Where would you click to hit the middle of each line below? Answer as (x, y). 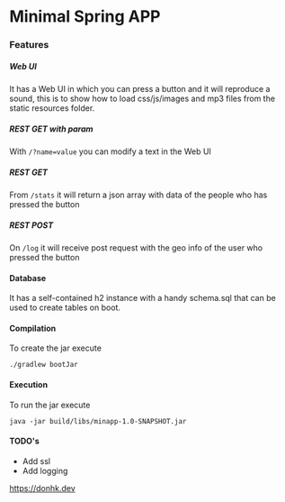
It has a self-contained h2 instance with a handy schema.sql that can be (142, 298)
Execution (28, 384)
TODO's (25, 441)
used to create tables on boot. (65, 307)
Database (28, 278)
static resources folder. (52, 108)
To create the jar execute (55, 348)
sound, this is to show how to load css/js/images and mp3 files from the (142, 99)
